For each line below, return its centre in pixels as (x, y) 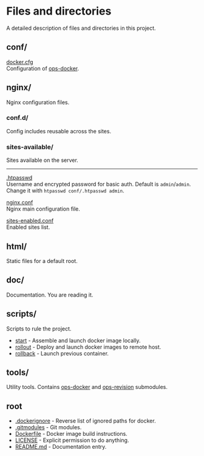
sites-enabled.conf (30, 221)
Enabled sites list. (28, 227)
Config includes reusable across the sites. (59, 131)
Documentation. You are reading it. (50, 295)
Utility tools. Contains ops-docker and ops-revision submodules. (87, 387)
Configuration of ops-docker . (43, 68)
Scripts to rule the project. (39, 328)
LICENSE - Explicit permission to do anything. (72, 440)
